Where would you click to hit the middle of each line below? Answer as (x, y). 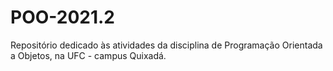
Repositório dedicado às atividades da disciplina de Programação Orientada (166, 45)
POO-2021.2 (63, 17)
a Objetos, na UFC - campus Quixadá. (88, 55)
